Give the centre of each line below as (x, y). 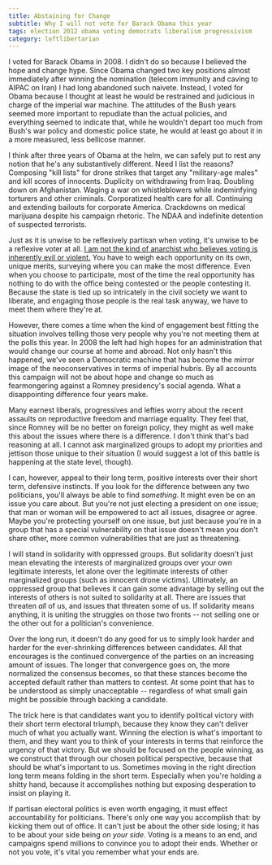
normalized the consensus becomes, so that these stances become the (128, 674)
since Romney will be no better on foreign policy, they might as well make (131, 427)
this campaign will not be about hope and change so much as (111, 377)
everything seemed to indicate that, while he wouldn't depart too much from (136, 122)
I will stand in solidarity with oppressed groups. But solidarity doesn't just (131, 554)
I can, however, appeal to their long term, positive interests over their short (133, 478)
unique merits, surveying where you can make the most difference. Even (130, 266)
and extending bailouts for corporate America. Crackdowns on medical (127, 208)
